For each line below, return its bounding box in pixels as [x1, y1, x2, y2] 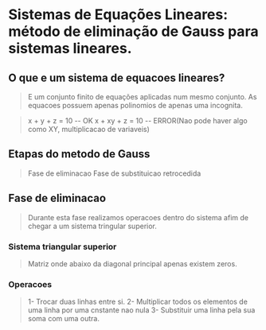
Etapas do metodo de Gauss [8, 147, 151, 161]
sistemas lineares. [8, 40, 132, 57]
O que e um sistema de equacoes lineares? [8, 71, 225, 84]
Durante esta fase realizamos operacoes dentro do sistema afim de [27, 212, 249, 222]
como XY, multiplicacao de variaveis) [27, 125, 150, 134]
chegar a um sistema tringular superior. [27, 221, 158, 231]
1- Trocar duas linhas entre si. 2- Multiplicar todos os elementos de [27, 297, 248, 307]
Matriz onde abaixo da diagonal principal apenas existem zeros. [27, 258, 237, 268]
